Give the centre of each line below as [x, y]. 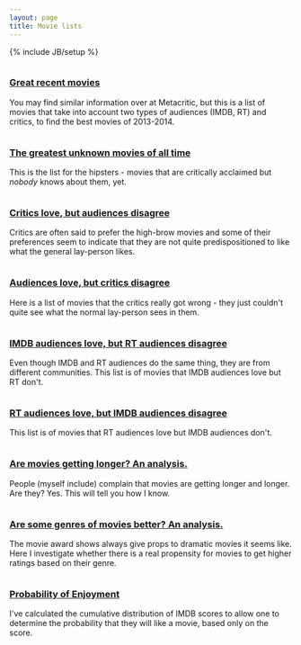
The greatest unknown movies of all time [100, 152]
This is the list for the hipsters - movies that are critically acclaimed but [141, 173]
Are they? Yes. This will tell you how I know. [90, 493]
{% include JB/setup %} [54, 51]
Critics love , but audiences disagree [90, 213]
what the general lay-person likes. [72, 252]
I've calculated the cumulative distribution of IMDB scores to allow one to [145, 614]
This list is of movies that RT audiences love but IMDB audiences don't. [141, 433]
